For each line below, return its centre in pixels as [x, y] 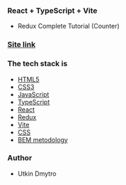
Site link [22, 45]
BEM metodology [43, 139]
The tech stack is [38, 64]
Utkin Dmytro [37, 174]
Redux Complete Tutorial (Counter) [69, 26]
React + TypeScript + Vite [52, 11]
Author [20, 158]
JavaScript [33, 94]
